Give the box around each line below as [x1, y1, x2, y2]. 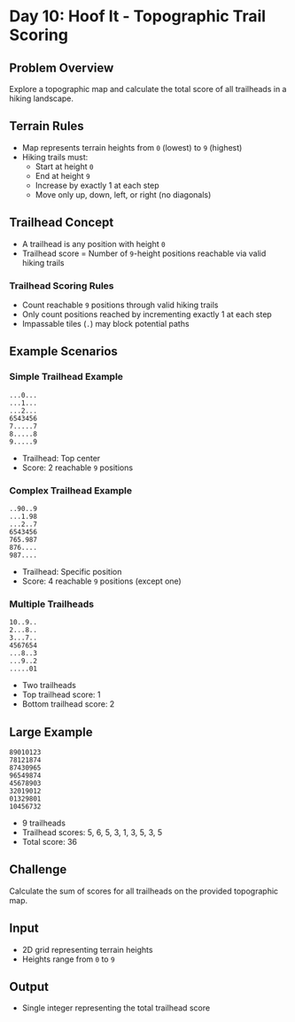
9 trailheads [21, 817, 66, 829]
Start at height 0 [35, 161, 94, 172]
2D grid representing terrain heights [21, 944, 153, 955]
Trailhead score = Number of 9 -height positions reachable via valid [21, 248, 267, 259]
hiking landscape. [9, 93, 74, 104]
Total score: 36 [21, 837, 78, 848]
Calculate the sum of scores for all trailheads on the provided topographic [9, 886, 279, 896]
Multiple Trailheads [9, 598, 95, 610]
